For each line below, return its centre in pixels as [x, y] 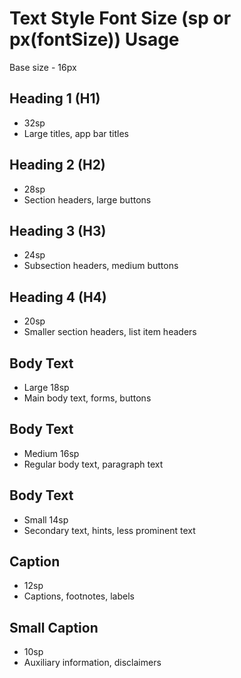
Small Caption [54, 627]
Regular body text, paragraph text [93, 464]
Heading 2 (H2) [57, 165]
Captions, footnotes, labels [79, 596]
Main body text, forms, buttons [87, 398]
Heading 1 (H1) [55, 98]
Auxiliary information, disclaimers [92, 663]
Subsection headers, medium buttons [101, 266]
